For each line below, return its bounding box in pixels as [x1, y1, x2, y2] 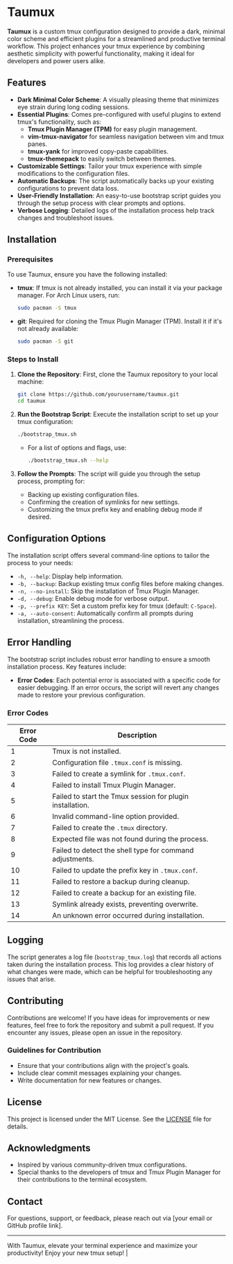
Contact [7, 1195, 43, 1207]
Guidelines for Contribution [7, 1046, 102, 1055]
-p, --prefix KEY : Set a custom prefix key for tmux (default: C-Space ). [17, 601, 217, 610]
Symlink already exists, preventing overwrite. [51, 899, 198, 909]
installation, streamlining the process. [17, 616, 125, 624]
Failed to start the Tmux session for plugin [51, 791, 189, 801]
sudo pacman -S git [17, 338, 74, 345]
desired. [27, 512, 51, 521]
